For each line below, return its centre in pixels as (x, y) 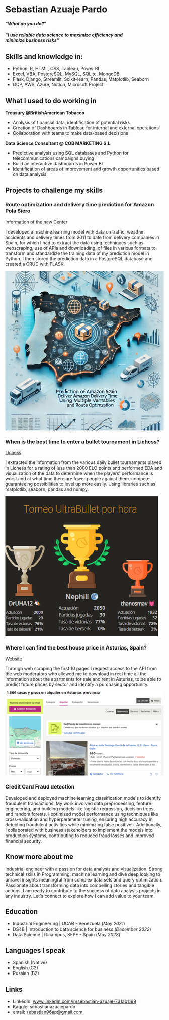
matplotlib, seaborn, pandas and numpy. (47, 489)
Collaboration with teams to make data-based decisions (70, 133)
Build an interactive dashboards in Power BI (58, 164)
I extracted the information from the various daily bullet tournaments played (83, 462)
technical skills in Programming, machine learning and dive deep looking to (83, 874)
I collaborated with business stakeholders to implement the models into (79, 830)
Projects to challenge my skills (54, 190)
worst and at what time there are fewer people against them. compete (77, 478)
